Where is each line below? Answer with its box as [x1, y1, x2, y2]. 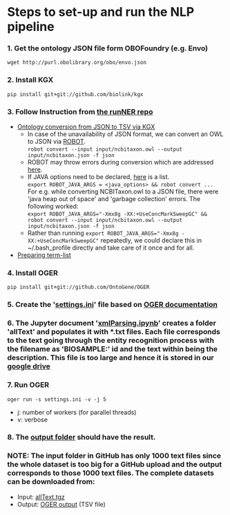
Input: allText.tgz [17, 492, 65, 501]
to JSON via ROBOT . [27, 138, 86, 146]
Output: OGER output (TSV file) [17, 500, 106, 508]
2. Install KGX [7, 75, 54, 85]
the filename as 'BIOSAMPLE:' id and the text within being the [7, 344, 218, 354]
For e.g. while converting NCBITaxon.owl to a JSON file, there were [27, 187, 219, 196]
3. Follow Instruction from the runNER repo [7, 106, 153, 116]
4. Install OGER [7, 268, 59, 277]
